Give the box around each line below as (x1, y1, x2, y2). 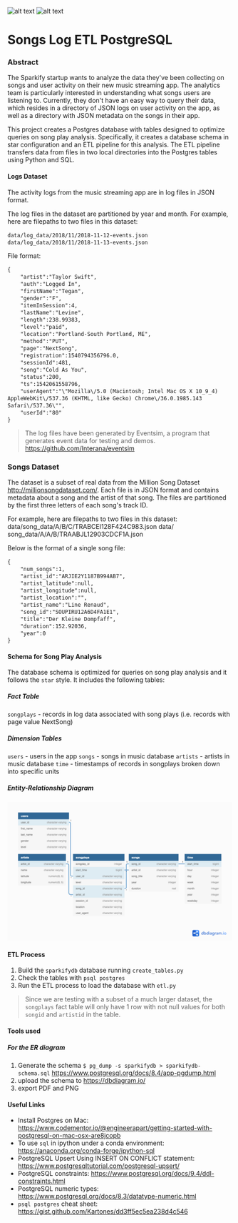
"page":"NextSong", (20, 345, 78, 352)
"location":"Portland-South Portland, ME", (20, 330, 152, 337)
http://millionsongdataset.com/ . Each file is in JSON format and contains (7, 485, 219, 494)
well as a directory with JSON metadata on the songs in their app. (7, 112, 200, 120)
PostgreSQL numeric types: (17, 1184, 99, 1193)
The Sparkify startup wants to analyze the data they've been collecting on (7, 74, 224, 82)
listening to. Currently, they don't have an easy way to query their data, (7, 96, 216, 105)
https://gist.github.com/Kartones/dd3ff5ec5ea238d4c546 (17, 1207, 189, 1216)
